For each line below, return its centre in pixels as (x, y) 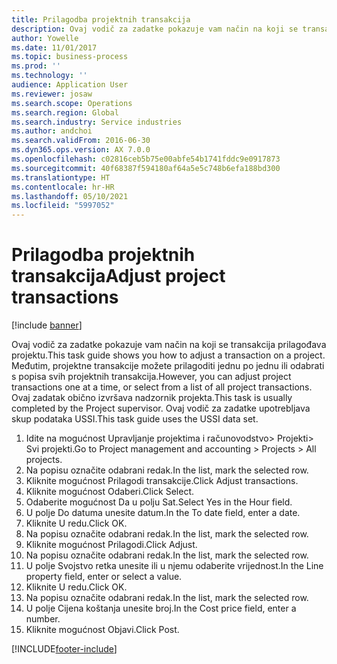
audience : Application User (70, 85)
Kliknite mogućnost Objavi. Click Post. (102, 630)
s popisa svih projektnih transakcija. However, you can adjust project (151, 377)
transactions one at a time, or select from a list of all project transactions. (162, 387)
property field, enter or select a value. (104, 577)
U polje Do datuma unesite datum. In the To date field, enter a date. (163, 513)
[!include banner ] (47, 325)
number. (43, 619)
